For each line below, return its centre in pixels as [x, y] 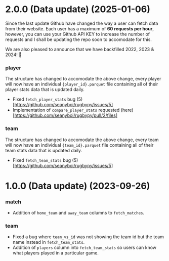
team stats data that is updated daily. [44, 150]
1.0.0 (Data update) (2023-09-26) [78, 186]
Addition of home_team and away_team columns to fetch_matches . [78, 213]
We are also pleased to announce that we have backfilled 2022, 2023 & [80, 49]
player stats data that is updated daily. [45, 90]
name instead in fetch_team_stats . [49, 242]
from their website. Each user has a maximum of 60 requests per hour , [80, 28]
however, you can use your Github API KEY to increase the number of [78, 34]
